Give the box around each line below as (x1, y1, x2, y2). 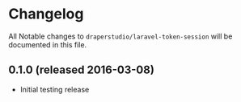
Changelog (8, 5, 84, 23)
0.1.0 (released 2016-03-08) (8, 63, 155, 77)
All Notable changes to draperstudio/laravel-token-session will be (8, 31, 233, 41)
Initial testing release (19, 84, 90, 94)
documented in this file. (8, 39, 87, 49)
